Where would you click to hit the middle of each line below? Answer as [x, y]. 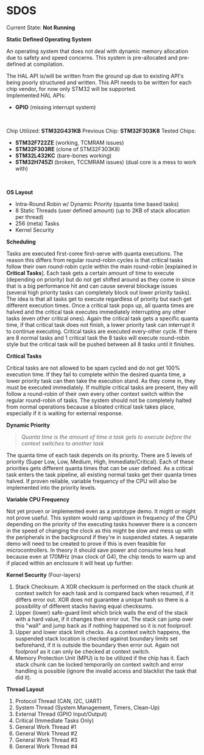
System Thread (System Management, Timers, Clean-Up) [87, 707]
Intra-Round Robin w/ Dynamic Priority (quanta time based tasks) [97, 204]
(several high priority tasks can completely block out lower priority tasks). [99, 292]
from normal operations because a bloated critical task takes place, [91, 407]
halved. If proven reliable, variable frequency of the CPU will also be [92, 481]
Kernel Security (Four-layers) [44, 574]
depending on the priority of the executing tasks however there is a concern [102, 524]
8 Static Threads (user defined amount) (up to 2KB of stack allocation [102, 210]
